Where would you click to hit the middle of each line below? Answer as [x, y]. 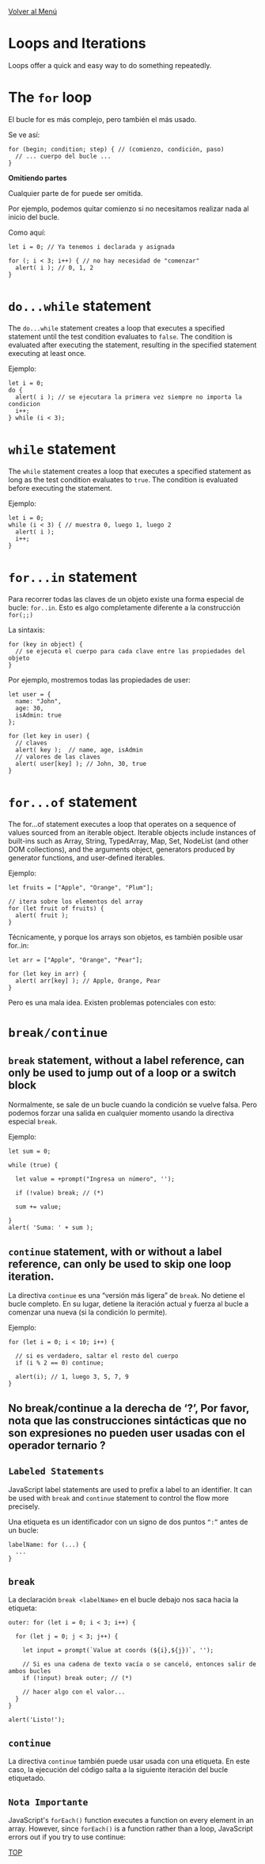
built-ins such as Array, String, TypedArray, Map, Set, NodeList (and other [129, 840]
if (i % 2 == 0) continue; [60, 1363]
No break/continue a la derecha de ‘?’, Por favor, [129, 1408]
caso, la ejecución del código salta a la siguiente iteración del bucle [118, 1770]
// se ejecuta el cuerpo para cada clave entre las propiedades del [131, 651]
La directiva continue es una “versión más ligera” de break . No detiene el [127, 1296]
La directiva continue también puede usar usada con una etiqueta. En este [129, 1761]
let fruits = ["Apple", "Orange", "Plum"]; [81, 887]
